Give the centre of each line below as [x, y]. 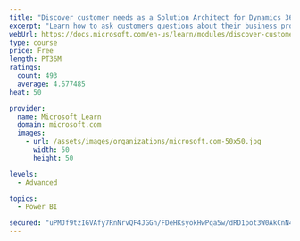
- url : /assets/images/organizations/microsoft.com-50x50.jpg [143, 142]
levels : [24, 174]
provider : [28, 108]
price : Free [31, 51]
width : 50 [51, 150]
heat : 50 [25, 92]
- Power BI [37, 207]
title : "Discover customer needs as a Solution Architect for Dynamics [145, 17]
